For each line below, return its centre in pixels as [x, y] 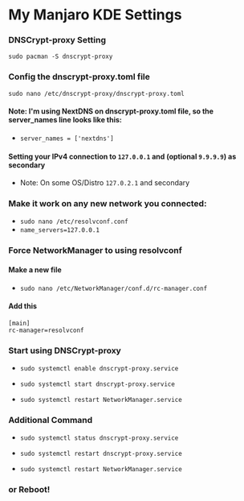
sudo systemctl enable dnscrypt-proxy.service [99, 369]
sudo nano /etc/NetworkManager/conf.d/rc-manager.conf [114, 288]
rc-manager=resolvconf [46, 330]
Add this [23, 306]
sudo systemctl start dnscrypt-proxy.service [97, 384]
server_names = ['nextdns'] [67, 139]
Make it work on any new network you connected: [108, 204]
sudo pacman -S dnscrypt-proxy [61, 57]
